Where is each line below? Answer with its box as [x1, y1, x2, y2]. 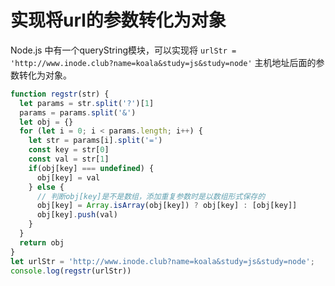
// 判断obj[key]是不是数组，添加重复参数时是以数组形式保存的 [36, 191, 266, 201]
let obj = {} [19, 117, 74, 127]
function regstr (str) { [10, 89, 110, 99]
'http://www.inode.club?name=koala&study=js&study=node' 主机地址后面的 [10, 56, 317, 68]
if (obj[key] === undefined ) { [28, 163, 155, 173]
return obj [19, 237, 65, 248]
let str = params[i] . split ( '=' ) [28, 136, 163, 146]
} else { [28, 182, 65, 192]
